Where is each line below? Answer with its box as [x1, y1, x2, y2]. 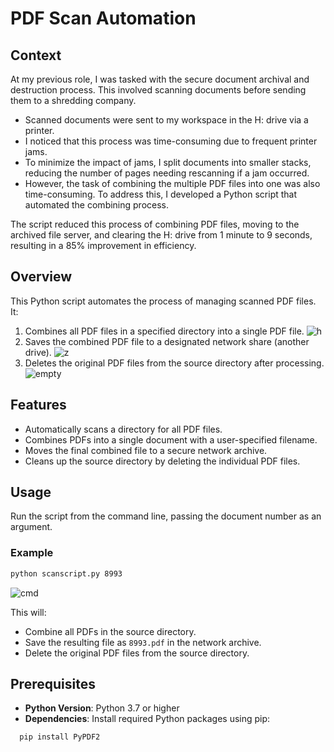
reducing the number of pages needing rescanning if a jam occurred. [24, 167, 310, 179]
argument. [10, 521, 53, 533]
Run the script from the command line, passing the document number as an [10, 510, 322, 522]
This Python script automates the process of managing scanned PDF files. [10, 295, 317, 307]
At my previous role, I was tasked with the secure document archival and [10, 73, 310, 85]
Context [10, 47, 62, 64]
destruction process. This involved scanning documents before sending [10, 84, 307, 96]
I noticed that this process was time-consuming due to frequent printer [24, 135, 318, 147]
